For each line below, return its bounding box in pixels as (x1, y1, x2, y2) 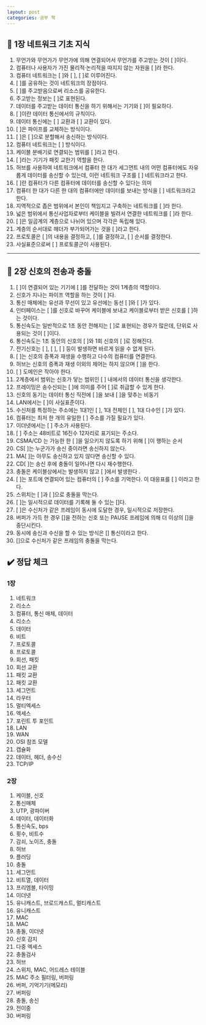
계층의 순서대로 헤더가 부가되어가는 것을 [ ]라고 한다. (15, 225, 141, 233)
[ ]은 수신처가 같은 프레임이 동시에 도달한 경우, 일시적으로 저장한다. (15, 506, 175, 513)
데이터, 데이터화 (15, 815, 54, 822)
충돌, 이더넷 (15, 928, 45, 935)
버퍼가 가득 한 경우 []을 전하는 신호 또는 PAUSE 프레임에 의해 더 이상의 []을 (15, 514, 194, 521)
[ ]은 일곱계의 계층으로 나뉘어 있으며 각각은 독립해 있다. (15, 217, 147, 225)
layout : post (7, 9, 40, 15)
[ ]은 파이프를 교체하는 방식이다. (15, 125, 92, 133)
